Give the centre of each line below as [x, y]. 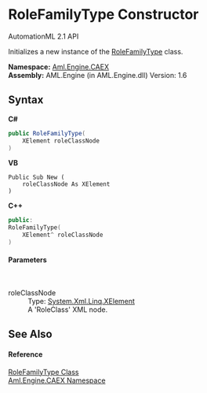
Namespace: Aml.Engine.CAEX [59, 67]
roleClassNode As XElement [66, 184]
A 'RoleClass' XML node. [68, 310]
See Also [30, 334]
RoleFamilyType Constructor [103, 15]
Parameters [27, 260]
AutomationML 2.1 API [44, 36]
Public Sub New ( [36, 178]
